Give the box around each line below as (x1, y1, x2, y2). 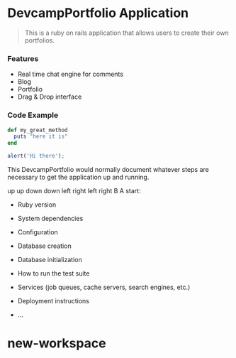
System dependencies (17, 215, 84, 223)
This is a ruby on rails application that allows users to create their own (24, 28, 229, 37)
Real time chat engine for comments (17, 70, 124, 79)
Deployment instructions (17, 297, 90, 305)
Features (7, 53, 39, 63)
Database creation (17, 242, 72, 250)
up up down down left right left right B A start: (7, 187, 141, 195)
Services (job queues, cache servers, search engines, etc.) (17, 283, 191, 292)
